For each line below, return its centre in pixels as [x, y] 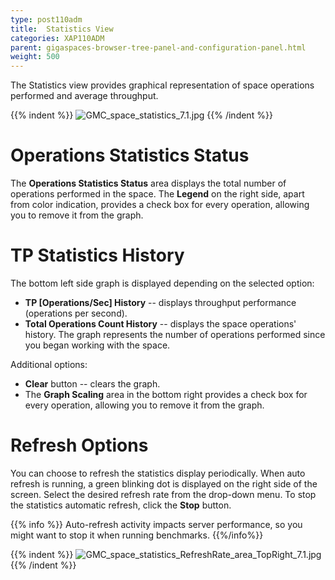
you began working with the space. [97, 345]
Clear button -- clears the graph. [92, 384]
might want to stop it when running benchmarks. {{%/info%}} [137, 535]
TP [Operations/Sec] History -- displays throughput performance [160, 302]
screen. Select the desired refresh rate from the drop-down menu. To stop [163, 494]
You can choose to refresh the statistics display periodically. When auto [158, 473]
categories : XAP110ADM [57, 38]
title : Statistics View [62, 29]
